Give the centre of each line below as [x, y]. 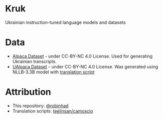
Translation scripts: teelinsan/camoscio [53, 111]
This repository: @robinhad [40, 106]
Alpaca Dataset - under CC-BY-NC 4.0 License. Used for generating [82, 56]
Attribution [28, 92]
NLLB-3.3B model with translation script [53, 72]
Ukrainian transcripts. [34, 61]
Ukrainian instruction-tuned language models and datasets [66, 22]
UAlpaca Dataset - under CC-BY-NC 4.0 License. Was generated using [85, 66]
